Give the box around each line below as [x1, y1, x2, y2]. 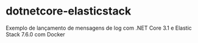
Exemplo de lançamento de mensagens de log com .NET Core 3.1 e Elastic [5, 24, 193, 31]
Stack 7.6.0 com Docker [5, 30, 65, 38]
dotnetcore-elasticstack [5, 4, 132, 18]
